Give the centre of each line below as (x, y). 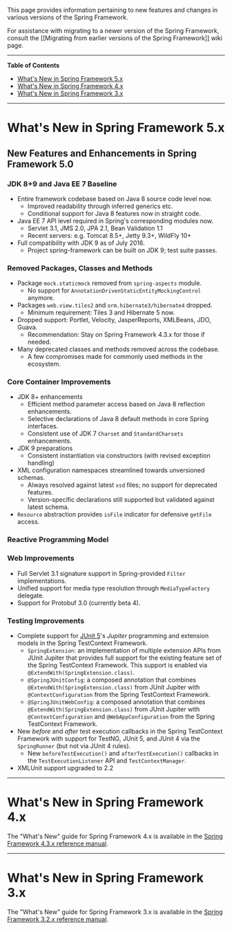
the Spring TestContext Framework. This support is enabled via (117, 665)
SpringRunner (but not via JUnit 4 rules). (74, 745)
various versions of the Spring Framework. (68, 17)
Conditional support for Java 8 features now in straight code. (114, 213)
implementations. (42, 581)
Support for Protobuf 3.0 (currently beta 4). (79, 603)
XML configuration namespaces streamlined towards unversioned (111, 470)
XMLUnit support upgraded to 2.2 (65, 768)
